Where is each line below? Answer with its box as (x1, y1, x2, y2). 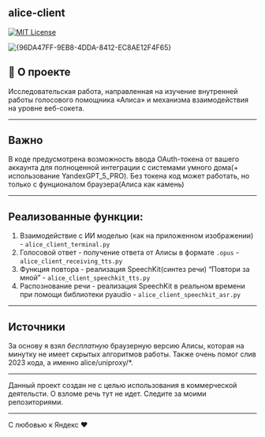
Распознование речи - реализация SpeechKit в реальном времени (19, 281, 246, 291)
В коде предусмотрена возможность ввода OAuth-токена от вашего (8, 154, 240, 164)
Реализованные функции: (8, 209, 144, 224)
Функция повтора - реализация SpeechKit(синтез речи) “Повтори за (19, 265, 250, 274)
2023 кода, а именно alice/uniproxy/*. (8, 358, 133, 367)
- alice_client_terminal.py (19, 239, 110, 249)
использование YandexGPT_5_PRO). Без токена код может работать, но (8, 171, 250, 181)
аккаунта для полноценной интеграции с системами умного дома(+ (8, 163, 239, 172)
